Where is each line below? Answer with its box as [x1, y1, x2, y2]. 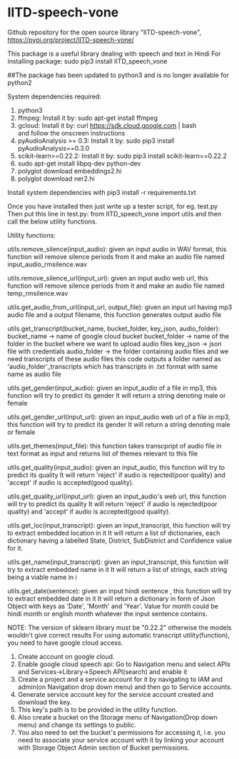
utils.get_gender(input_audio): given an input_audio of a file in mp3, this [7, 383, 218, 392]
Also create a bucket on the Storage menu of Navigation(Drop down [17, 713, 218, 721]
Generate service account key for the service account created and [17, 690, 214, 698]
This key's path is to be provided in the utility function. [17, 705, 178, 714]
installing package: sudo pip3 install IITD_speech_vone [7, 56, 168, 65]
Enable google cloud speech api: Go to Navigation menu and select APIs [17, 660, 230, 668]
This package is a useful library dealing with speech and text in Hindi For [7, 49, 221, 58]
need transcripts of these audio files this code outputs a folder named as [7, 354, 221, 363]
